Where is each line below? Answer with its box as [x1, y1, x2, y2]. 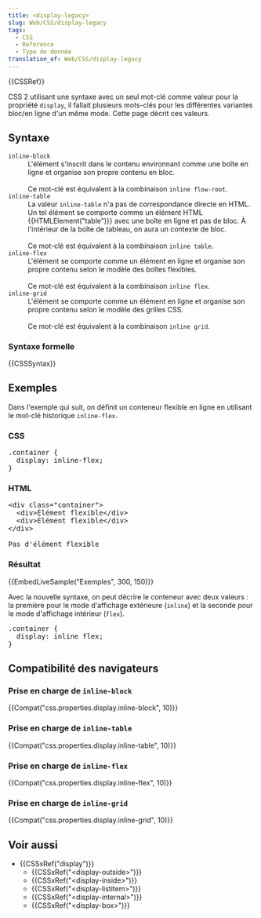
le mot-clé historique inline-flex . [8, 410, 118, 420]
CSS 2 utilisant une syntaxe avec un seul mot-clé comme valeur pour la [8, 92, 239, 101]
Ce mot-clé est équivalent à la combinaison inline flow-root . [27, 184, 228, 193]
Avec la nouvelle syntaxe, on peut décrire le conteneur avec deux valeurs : [8, 592, 249, 601]
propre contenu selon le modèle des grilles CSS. [27, 304, 184, 314]
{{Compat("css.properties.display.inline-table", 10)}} [8, 741, 176, 750]
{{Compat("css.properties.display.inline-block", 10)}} [8, 703, 179, 712]
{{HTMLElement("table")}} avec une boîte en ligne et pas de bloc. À [27, 216, 246, 225]
